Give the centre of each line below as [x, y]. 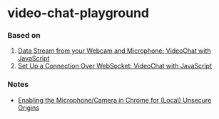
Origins [28, 108]
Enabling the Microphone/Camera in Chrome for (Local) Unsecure [114, 100]
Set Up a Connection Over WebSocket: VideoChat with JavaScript [114, 66]
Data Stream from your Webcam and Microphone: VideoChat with [114, 51]
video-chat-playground [78, 13]
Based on [24, 36]
